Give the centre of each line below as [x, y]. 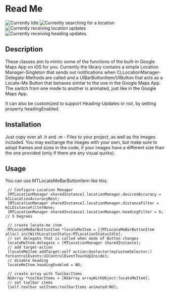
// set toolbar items [30, 283]
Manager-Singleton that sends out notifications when [61, 72]
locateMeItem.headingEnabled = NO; [45, 265]
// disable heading [28, 261]
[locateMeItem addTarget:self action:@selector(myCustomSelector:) [80, 252]
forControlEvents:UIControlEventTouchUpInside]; [57, 256]
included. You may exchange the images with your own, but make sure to [81, 142]
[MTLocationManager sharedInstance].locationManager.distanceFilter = [83, 203]
